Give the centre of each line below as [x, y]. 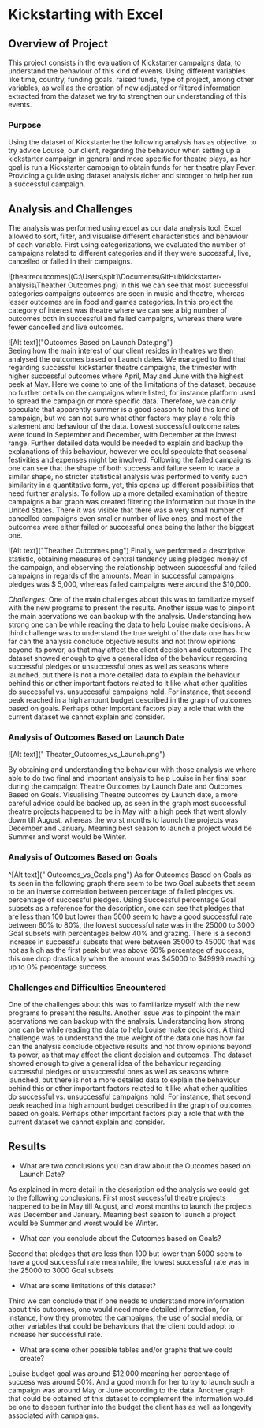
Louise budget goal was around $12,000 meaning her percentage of [119, 1373]
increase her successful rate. [56, 1334]
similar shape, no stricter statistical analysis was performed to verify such [128, 477]
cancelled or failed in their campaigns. [70, 261]
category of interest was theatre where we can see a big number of [117, 310]
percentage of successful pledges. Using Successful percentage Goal [122, 900]
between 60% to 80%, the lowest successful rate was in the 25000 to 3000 [131, 924]
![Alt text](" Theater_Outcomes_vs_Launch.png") [87, 755]
